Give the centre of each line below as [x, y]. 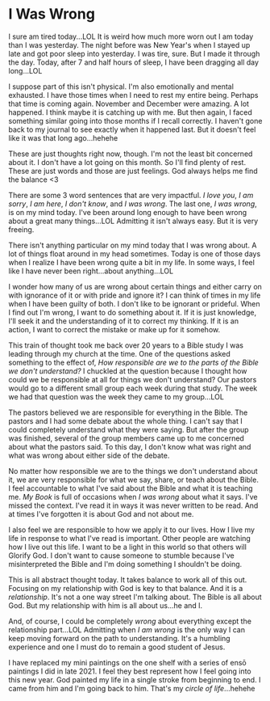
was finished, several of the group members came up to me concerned [126, 438]
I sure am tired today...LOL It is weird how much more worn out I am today [131, 36]
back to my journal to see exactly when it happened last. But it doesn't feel [132, 129]
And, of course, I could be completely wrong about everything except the [130, 621]
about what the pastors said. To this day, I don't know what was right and [130, 446]
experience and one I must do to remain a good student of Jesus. [117, 647]
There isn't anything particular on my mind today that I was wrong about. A [133, 245]
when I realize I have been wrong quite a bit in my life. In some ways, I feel [132, 262]
